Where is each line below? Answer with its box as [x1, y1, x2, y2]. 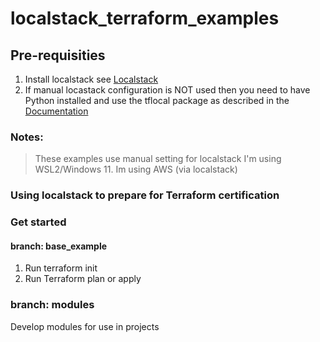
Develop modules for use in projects [10, 320, 160, 332]
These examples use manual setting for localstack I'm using [34, 153, 282, 165]
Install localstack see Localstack [24, 73, 159, 85]
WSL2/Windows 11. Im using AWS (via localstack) [34, 163, 238, 176]
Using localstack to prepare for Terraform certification [10, 188, 280, 202]
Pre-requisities [10, 47, 106, 64]
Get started [10, 215, 67, 229]
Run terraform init [24, 262, 98, 274]
